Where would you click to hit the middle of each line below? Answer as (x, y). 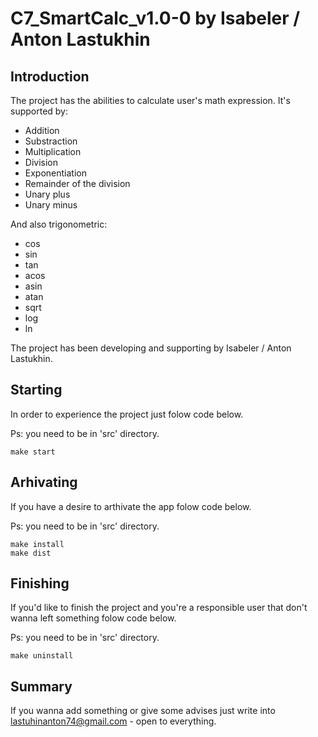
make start (33, 452)
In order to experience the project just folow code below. (127, 414)
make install (37, 544)
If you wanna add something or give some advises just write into (143, 711)
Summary (41, 686)
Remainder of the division (77, 183)
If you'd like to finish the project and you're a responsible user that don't (159, 608)
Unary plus (47, 194)
